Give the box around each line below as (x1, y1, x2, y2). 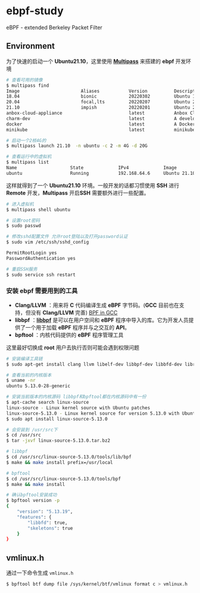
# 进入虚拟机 (6, 201, 34, 207)
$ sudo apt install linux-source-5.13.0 (6, 416, 108, 422)
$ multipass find (6, 82, 49, 89)
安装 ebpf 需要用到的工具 (6, 287, 78, 295)
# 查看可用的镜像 (6, 77, 43, 83)
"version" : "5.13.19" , (17, 509, 73, 515)
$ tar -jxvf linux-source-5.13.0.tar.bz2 (6, 438, 111, 444)
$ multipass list (6, 159, 49, 165)
